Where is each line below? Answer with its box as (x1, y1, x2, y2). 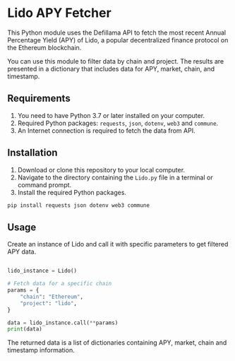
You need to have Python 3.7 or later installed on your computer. (17, 111, 205, 119)
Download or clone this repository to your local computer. (17, 165, 186, 174)
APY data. (7, 247, 37, 256)
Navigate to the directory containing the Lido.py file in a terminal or (17, 173, 213, 182)
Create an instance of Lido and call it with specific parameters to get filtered (7, 240, 229, 249)
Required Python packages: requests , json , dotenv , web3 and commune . (17, 119, 219, 127)
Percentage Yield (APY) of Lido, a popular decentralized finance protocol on (7, 35, 229, 44)
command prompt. (17, 180, 72, 189)
